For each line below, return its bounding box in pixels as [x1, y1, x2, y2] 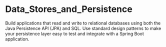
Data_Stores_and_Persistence [5, 3, 132, 15]
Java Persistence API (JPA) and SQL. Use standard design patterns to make [5, 25, 161, 31]
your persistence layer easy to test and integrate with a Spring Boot [5, 30, 144, 36]
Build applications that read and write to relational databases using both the [5, 20, 161, 26]
